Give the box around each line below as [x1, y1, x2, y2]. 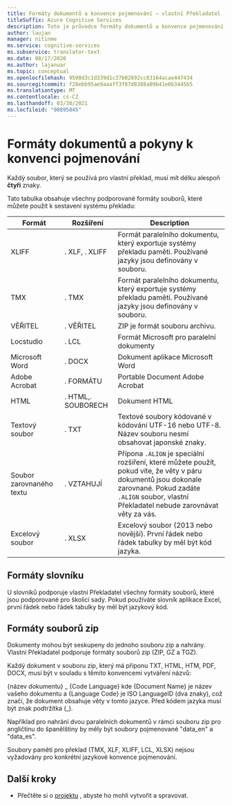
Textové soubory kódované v [117, 411, 212, 421]
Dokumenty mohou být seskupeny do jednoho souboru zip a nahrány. [7, 641, 206, 649]
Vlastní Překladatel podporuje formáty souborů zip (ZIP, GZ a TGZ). [7, 648, 198, 656]
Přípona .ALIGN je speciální [117, 449, 205, 458]
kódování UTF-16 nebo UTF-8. [117, 420, 222, 430]
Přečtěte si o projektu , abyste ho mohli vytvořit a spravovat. [17, 792, 188, 800]
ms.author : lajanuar [7, 61, 67, 68]
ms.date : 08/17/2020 [7, 55, 67, 62]
